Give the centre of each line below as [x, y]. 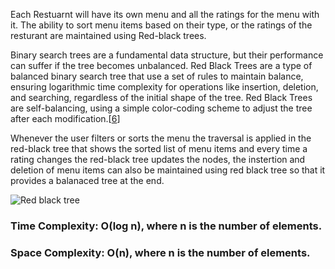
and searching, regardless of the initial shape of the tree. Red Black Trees [161, 97]
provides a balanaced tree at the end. [87, 180]
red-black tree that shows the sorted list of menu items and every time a [159, 148]
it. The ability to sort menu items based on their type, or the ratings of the [161, 25]
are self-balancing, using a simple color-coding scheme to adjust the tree [161, 108]
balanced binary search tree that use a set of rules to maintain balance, [157, 76]
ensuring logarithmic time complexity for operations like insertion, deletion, [164, 87]
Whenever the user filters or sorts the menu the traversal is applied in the [161, 138]
